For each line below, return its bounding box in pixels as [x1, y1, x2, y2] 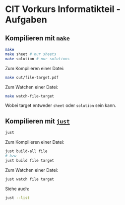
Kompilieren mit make [5, 34, 70, 42]
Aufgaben [5, 14, 47, 25]
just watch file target [5, 177, 55, 182]
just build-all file [5, 149, 48, 154]
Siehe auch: [5, 186, 30, 192]
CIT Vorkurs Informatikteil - [5, 3, 121, 15]
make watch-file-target [5, 94, 55, 99]
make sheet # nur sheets [5, 51, 57, 57]
